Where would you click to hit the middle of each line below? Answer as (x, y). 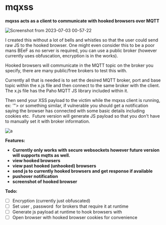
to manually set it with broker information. (48, 121)
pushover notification (35, 176)
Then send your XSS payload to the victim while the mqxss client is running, (83, 100)
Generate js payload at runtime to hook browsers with (67, 212)
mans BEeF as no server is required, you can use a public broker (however (81, 50)
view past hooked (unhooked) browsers (54, 166)
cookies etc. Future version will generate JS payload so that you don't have (83, 116)
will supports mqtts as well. (41, 155)
